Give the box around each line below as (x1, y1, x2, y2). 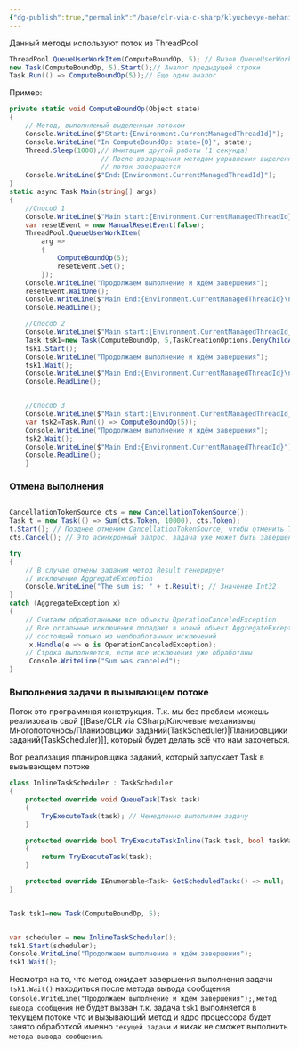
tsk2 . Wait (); (25, 434, 74, 443)
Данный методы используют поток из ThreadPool (9, 37, 198, 48)
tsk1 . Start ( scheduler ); (9, 941, 98, 950)
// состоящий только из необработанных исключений (25, 631, 217, 641)
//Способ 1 (25, 204, 66, 213)
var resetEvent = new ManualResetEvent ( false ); (25, 220, 205, 230)
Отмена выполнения (9, 480, 104, 492)
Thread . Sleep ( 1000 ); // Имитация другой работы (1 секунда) (25, 146, 249, 155)
